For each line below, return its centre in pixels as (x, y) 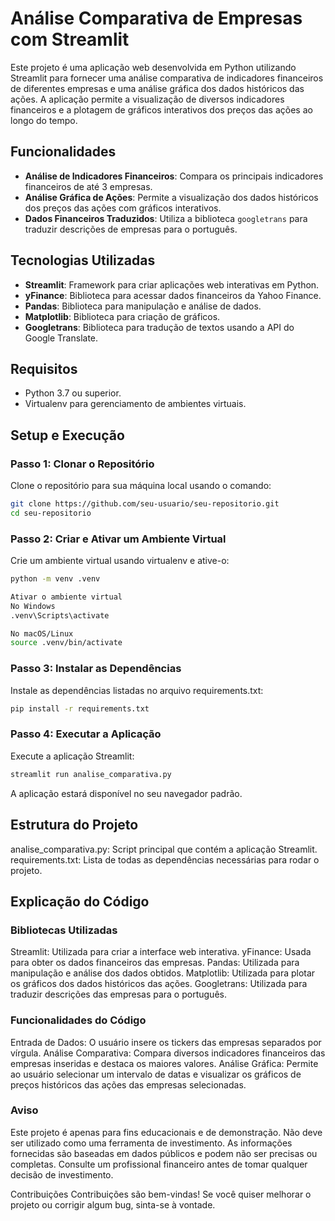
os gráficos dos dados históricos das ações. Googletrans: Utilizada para (159, 984)
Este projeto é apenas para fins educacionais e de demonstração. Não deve (166, 1132)
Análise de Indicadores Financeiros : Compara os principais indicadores (174, 176)
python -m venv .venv (55, 579)
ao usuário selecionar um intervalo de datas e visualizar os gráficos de (156, 1074)
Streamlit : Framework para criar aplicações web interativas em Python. (172, 284)
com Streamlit (70, 39)
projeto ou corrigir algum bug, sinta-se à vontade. (113, 1204)
